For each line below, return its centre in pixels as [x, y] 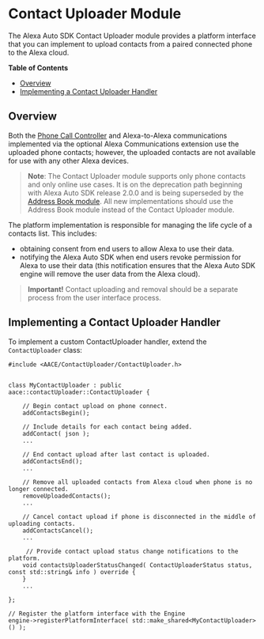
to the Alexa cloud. [39, 52]
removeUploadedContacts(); [67, 496]
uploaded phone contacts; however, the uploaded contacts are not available [132, 152]
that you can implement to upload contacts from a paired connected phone [130, 43]
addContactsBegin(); [56, 413]
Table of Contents [38, 67]
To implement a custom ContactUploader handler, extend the [107, 342]
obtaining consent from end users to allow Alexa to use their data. [127, 248]
